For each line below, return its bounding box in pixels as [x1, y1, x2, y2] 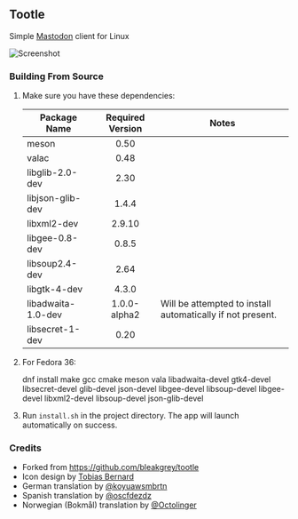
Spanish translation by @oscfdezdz [21, 491, 153, 501]
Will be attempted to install [160, 298, 271, 310]
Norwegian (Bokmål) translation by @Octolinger [21, 499, 197, 510]
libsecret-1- [26, 323, 81, 336]
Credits [9, 442, 42, 454]
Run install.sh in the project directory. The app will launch [21, 411, 239, 421]
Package [39, 111, 78, 124]
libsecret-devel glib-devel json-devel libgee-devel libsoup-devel [21, 384, 257, 395]
